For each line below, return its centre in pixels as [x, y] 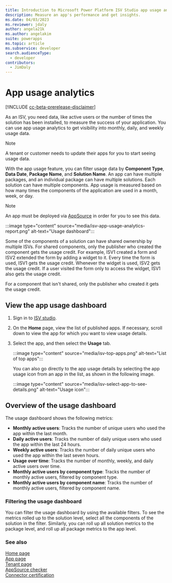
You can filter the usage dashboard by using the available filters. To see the [85, 512]
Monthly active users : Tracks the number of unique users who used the [89, 428]
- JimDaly [20, 67]
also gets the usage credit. [33, 274]
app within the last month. [40, 433]
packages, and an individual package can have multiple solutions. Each [80, 180]
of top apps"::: [28, 359]
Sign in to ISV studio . [35, 318]
